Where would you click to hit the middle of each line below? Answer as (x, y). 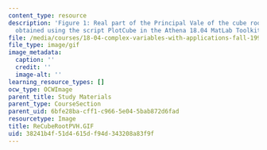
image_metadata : (35, 52)
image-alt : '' (39, 75)
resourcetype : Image (43, 119)
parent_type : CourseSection (55, 104)
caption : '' (35, 60)
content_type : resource (48, 15)
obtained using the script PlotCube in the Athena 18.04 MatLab (124, 30)
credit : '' (33, 67)
